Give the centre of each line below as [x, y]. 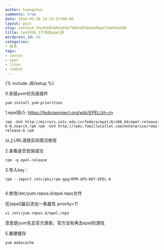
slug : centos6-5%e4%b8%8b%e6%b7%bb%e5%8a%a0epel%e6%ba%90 [66, 28]
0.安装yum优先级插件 [27, 93]
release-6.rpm [20, 131]
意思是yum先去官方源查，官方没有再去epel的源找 [55, 223]
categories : [17, 42]
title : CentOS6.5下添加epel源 [34, 33]
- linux [13, 65]
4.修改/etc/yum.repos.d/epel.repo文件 [44, 193]
